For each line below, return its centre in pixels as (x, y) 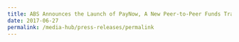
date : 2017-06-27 (33, 21)
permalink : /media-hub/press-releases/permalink (81, 27)
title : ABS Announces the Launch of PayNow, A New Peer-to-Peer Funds (114, 14)
